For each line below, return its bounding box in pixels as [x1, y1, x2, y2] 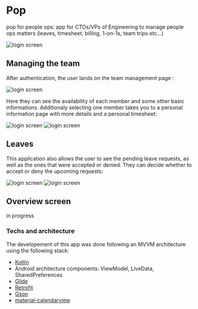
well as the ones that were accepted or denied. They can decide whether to [6, 161, 192, 168]
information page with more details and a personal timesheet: [6, 110, 157, 117]
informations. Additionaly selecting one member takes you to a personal [6, 104, 183, 111]
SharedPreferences [14, 271, 63, 278]
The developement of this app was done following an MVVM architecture [6, 240, 186, 248]
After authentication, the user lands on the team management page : [6, 74, 174, 81]
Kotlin [14, 258, 29, 265]
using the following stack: [6, 247, 70, 254]
